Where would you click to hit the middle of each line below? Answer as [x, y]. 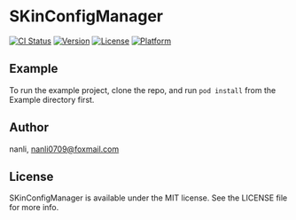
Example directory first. [52, 99]
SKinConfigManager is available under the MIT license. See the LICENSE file [148, 198]
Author [29, 127]
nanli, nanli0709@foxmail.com [64, 149]
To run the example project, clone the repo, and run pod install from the [143, 90]
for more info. [34, 208]
